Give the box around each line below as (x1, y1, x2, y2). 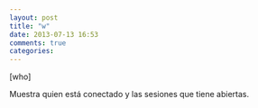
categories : (9, 47, 54, 56)
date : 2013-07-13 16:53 (9, 30, 99, 39)
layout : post (9, 13, 59, 22)
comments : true (9, 38, 67, 48)
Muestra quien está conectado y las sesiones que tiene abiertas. (9, 89, 250, 100)
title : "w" (9, 22, 51, 31)
